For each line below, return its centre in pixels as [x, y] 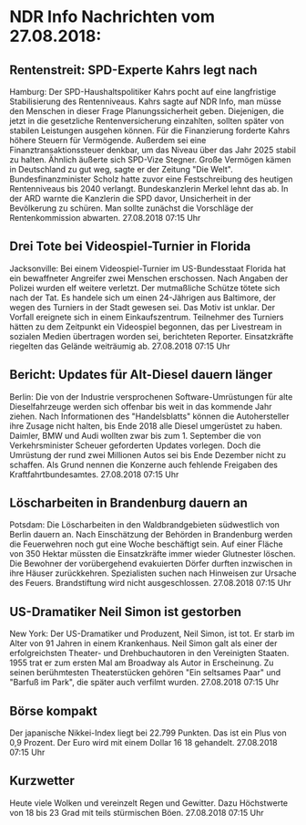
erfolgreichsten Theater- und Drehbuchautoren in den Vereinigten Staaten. [149, 653]
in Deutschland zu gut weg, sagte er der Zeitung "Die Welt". [122, 169]
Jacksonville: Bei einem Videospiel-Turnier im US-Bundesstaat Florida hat [148, 268]
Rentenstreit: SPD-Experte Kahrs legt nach [133, 70]
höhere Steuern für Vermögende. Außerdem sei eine [108, 140]
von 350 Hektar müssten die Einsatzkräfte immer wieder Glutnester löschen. [153, 554]
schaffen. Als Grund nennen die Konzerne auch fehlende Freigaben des [143, 465]
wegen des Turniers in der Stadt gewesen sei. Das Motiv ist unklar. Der [143, 307]
